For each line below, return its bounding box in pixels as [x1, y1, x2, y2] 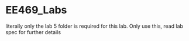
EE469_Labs [5, 3, 67, 17]
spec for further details [5, 28, 61, 35]
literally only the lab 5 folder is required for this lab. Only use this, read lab [5, 23, 184, 29]
